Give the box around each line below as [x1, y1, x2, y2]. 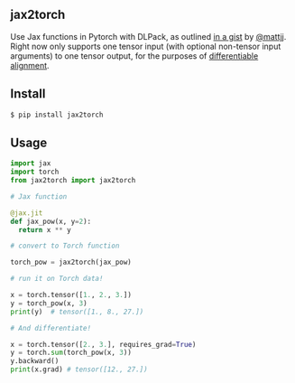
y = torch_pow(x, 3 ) [10, 298, 88, 308]
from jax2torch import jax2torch [10, 176, 136, 185]
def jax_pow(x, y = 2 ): [10, 217, 92, 226]
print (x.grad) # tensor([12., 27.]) [10, 365, 148, 374]
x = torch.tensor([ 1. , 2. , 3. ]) [10, 291, 132, 300]
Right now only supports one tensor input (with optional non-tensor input [10, 41, 281, 51]
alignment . [10, 60, 50, 70]
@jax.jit [10, 208, 43, 218]
